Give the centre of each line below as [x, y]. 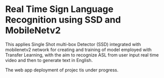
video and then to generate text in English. [49, 60]
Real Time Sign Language [59, 9]
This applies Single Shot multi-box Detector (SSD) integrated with [73, 44]
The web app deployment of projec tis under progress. [62, 70]
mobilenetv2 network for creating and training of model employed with [78, 49]
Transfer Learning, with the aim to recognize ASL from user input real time [82, 55]
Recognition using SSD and [63, 20]
